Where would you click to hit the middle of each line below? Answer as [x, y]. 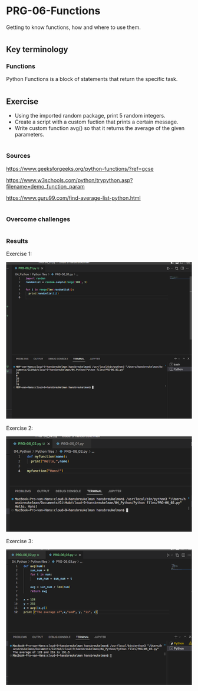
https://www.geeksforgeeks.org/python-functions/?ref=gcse [80, 168]
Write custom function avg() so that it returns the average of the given [100, 128]
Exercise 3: [20, 541]
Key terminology [37, 49]
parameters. [29, 135]
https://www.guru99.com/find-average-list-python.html [73, 198]
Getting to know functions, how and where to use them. [74, 27]
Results [17, 241]
